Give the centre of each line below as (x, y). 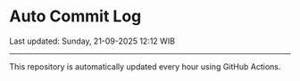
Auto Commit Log (75, 16)
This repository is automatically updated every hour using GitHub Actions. (145, 66)
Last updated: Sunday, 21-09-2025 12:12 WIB (92, 41)
